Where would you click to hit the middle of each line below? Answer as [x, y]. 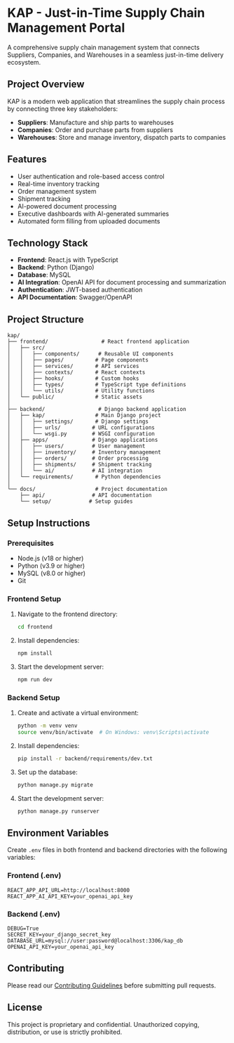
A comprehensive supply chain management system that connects [103, 47]
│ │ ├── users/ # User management [76, 446]
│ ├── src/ [26, 348]
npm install [35, 654]
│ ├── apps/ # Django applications [83, 440]
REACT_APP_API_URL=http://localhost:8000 [69, 890]
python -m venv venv [47, 726]
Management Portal [66, 28]
